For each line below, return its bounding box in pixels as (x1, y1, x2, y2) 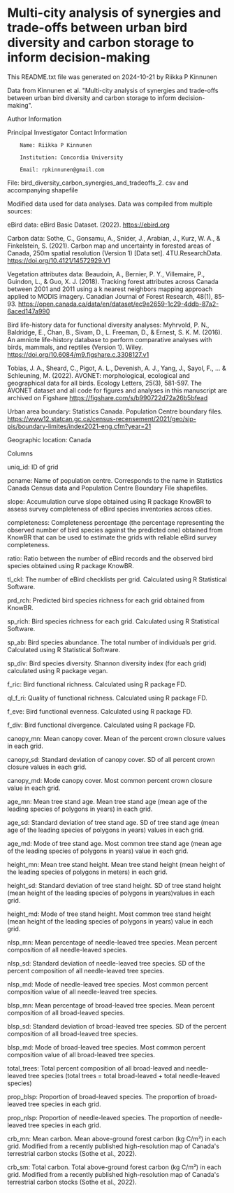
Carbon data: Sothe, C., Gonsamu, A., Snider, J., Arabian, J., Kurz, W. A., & (7, 234, 221, 242)
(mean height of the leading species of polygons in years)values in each (7, 889, 215, 897)
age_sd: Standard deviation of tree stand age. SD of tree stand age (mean (7, 818, 219, 826)
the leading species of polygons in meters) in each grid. (7, 868, 168, 876)
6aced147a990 (7, 306, 50, 316)
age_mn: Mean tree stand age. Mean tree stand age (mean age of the (7, 797, 207, 805)
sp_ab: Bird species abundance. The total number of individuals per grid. (7, 638, 217, 647)
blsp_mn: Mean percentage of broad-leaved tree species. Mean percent (7, 1001, 215, 1009)
